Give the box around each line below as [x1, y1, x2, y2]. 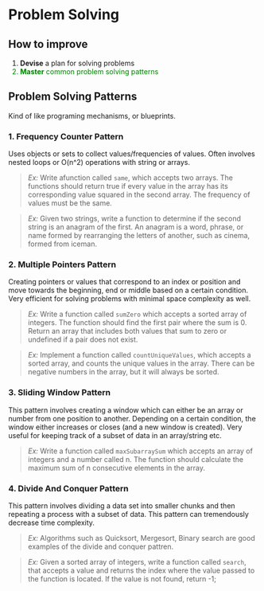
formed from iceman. [27, 239, 98, 249]
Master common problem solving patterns [19, 67, 159, 76]
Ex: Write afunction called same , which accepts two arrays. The [27, 173, 233, 182]
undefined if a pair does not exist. [27, 335, 138, 344]
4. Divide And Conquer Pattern [8, 483, 129, 494]
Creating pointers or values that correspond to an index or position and [8, 277, 241, 287]
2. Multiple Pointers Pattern [8, 259, 117, 270]
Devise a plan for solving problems [19, 58, 135, 68]
